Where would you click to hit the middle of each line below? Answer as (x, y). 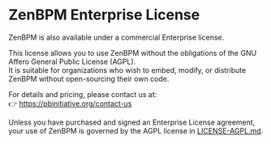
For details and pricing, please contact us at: (83, 94)
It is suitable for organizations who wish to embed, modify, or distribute (127, 70)
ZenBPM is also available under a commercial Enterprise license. (116, 37)
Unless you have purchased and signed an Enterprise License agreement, (132, 122)
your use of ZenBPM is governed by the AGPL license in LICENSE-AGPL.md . (136, 130)
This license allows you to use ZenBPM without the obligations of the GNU (133, 53)
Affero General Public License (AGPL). (72, 61)
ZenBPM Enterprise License (104, 15)
